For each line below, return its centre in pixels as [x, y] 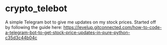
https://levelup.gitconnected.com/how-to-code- [113, 27]
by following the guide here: [34, 27]
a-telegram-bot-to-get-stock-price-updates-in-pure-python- [68, 32]
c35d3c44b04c [21, 38]
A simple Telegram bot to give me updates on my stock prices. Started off [81, 22]
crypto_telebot [36, 9]
